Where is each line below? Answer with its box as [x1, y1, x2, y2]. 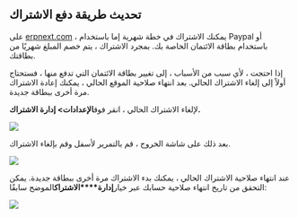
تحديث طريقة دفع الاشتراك [9, 7, 142, 22]
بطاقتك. [9, 49, 36, 61]
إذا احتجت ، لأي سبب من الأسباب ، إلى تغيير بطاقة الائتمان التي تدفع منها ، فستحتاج [9, 67, 284, 78]
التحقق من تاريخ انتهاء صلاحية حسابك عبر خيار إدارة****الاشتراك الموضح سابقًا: [9, 181, 267, 192]
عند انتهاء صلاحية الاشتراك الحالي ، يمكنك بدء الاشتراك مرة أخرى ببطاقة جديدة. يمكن [9, 172, 290, 183]
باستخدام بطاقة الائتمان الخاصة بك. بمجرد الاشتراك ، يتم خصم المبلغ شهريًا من [9, 40, 268, 51]
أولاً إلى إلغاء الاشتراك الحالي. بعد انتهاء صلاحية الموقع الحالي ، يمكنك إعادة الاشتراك [9, 76, 286, 88]
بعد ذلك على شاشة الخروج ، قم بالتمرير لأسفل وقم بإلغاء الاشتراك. [9, 138, 232, 149]
